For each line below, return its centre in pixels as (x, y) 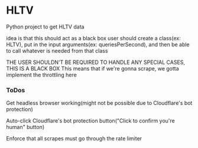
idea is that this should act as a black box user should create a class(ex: (94, 38)
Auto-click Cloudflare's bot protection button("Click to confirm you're (91, 121)
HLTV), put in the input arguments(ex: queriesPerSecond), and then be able (98, 44)
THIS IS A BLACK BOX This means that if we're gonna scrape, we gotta (92, 68)
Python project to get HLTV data (45, 27)
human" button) (25, 127)
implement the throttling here (41, 75)
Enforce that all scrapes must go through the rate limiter (74, 139)
